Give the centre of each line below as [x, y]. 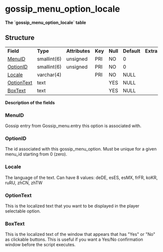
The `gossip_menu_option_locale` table [46, 22]
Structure [20, 38]
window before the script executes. [41, 245]
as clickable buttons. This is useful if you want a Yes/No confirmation [74, 239]
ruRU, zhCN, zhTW [24, 183]
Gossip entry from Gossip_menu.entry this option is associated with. [73, 126]
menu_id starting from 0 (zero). [36, 154]
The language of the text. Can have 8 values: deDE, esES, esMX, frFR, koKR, [81, 177]
